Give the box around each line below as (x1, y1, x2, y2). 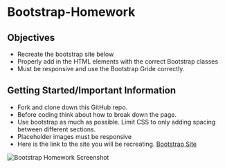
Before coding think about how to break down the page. (17, 110, 177, 118)
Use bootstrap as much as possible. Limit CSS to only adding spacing (17, 118, 216, 126)
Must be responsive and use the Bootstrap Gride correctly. (17, 65, 185, 73)
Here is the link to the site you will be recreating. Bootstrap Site (17, 140, 197, 148)
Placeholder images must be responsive (17, 132, 132, 140)
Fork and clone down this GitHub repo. (17, 103, 128, 111)
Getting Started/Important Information (7, 84, 177, 97)
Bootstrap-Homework (7, 4, 136, 20)
